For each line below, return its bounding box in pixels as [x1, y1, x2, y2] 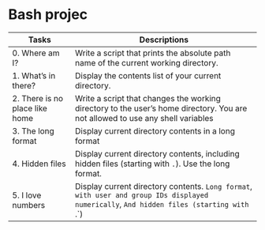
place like [12, 103, 47, 114]
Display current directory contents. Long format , [74, 180, 252, 191]
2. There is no [12, 92, 64, 104]
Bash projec [8, 6, 88, 24]
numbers [12, 199, 46, 210]
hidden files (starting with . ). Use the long [74, 158, 230, 169]
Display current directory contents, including [74, 148, 241, 159]
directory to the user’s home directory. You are [74, 103, 248, 114]
